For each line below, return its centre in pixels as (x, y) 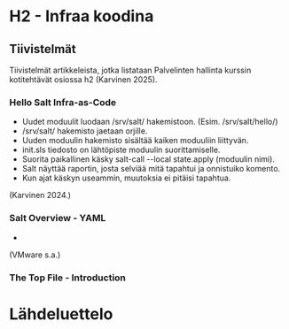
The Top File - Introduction (68, 278)
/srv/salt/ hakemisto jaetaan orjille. (85, 131)
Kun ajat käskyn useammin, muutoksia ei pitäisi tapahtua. (126, 178)
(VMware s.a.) (35, 255)
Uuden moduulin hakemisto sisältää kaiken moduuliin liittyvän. (135, 141)
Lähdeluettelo (61, 314)
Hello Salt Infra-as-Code (63, 102)
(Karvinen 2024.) (40, 195)
